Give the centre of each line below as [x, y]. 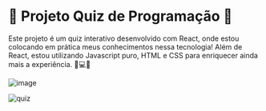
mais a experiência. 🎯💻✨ [50, 64]
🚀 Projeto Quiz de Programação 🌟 [121, 16]
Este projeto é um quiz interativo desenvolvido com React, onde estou [124, 38]
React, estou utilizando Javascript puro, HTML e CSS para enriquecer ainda [133, 55]
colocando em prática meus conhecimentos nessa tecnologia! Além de [125, 46]
